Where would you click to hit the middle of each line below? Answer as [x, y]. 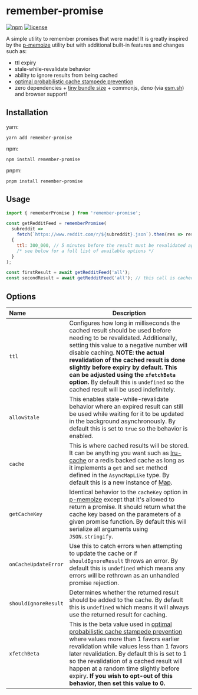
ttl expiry [25, 63]
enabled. [81, 436]
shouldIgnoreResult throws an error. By [124, 561]
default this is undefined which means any [127, 568]
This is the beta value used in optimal [121, 624]
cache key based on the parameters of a [125, 514]
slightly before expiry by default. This [123, 367]
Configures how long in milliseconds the [125, 323]
